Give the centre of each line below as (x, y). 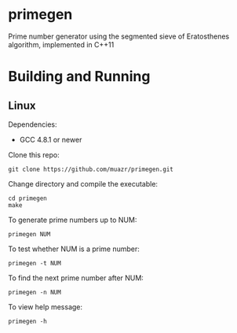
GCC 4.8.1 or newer (51, 139)
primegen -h (27, 321)
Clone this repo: (34, 154)
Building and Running (79, 77)
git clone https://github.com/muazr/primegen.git (91, 169)
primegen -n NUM (35, 292)
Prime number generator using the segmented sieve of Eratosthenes (119, 36)
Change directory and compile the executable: (83, 183)
